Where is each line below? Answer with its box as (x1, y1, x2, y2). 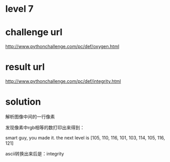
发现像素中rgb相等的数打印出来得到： (5, 125, 85, 130)
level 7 (5, 3, 34, 15)
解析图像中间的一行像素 (5, 113, 55, 120)
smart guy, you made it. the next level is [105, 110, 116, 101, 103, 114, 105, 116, (5, 135, 165, 141)
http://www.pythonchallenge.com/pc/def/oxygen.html (5, 43, 120, 50)
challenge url (5, 27, 63, 38)
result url (5, 61, 45, 73)
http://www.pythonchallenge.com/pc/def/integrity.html (5, 78, 121, 84)
